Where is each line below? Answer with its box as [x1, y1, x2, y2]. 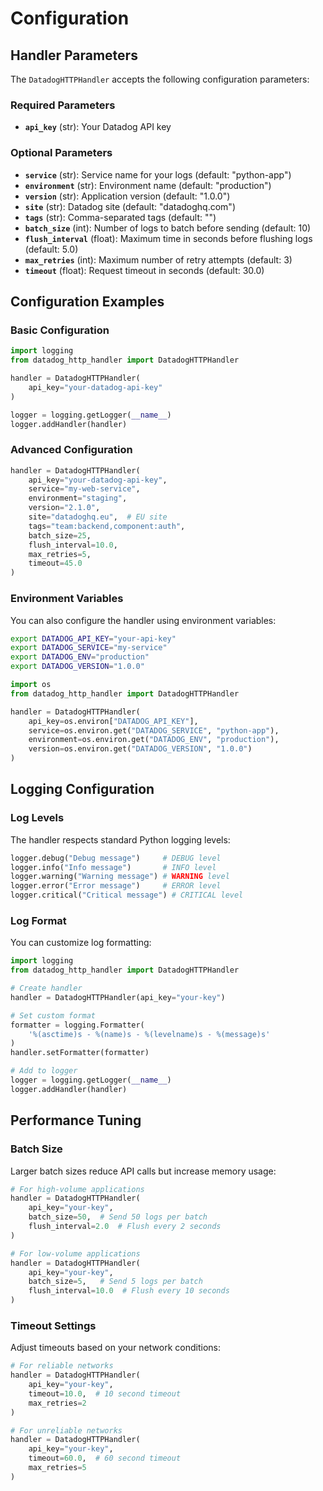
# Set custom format [10, 1010, 97, 1021]
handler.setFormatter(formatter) [10, 1048, 150, 1058]
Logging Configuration [10, 781, 155, 798]
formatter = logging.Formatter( [10, 1020, 145, 1030]
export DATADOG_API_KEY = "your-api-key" [10, 633, 177, 644]
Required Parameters [10, 98, 116, 112]
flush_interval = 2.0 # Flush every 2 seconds [28, 1222, 222, 1232]
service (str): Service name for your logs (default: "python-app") [24, 168, 292, 181]
